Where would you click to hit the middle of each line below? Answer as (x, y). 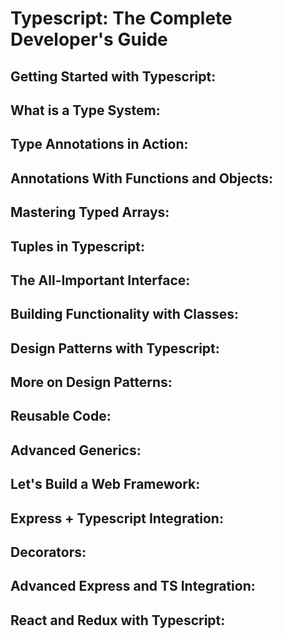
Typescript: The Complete (121, 18)
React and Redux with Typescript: (118, 620)
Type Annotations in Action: (99, 144)
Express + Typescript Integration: (117, 518)
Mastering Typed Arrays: (90, 212)
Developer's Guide (89, 39)
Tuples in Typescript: (77, 246)
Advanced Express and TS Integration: (133, 586)
